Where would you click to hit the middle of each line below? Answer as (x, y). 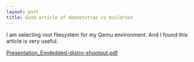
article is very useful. (32, 41)
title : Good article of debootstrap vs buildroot (70, 17)
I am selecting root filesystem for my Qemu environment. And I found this (97, 34)
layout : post (23, 12)
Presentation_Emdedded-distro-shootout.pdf (62, 52)
